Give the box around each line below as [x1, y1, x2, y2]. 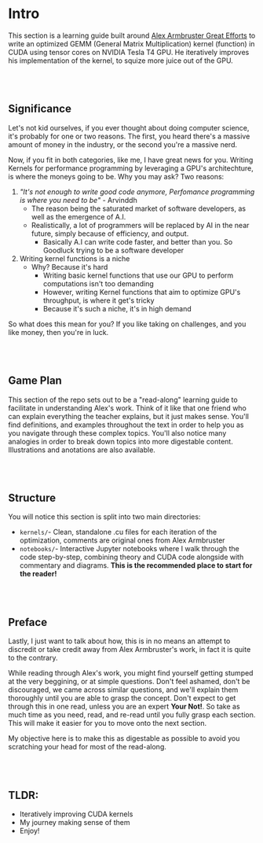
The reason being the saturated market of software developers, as [31, 204, 246, 213]
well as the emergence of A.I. [31, 212, 126, 221]
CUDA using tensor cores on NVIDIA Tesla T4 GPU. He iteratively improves [8, 47, 250, 57]
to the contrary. [8, 653, 58, 663]
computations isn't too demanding [42, 278, 155, 288]
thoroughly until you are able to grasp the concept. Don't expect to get [8, 694, 236, 703]
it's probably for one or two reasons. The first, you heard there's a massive [8, 131, 250, 141]
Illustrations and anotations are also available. [8, 445, 155, 455]
